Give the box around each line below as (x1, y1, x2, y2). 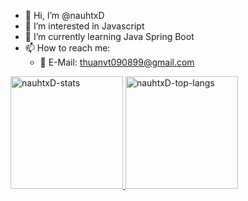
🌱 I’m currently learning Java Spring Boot (24, 31, 195, 42)
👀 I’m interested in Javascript (24, 20, 145, 32)
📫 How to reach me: (24, 42, 111, 54)
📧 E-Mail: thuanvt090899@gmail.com (39, 56, 195, 68)
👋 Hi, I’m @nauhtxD (24, 10, 105, 21)
